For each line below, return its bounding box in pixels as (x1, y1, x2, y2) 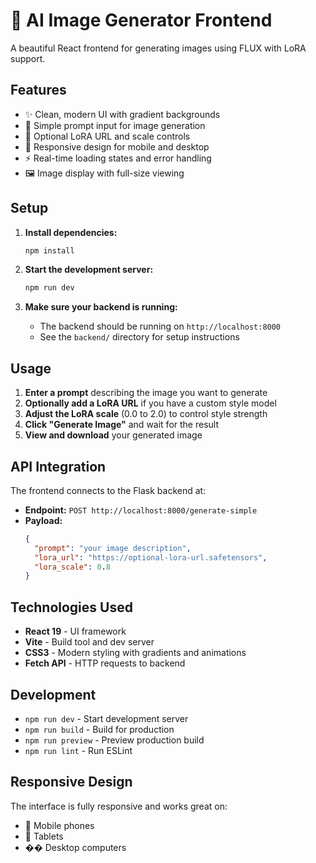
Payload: (24, 514, 63, 526)
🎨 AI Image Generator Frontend (10, 9, 273, 32)
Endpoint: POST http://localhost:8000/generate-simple (24, 504, 258, 516)
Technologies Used (10, 599, 133, 616)
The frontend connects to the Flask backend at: (10, 484, 207, 496)
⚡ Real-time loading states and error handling (24, 152, 212, 164)
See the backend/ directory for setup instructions (39, 331, 240, 343)
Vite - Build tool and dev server (24, 636, 155, 648)
